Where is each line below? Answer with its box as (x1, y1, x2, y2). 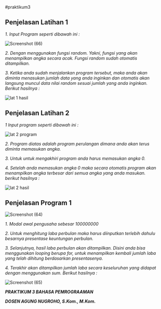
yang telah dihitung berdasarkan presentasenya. (5, 255, 103, 261)
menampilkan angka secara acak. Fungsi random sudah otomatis (5, 55, 138, 61)
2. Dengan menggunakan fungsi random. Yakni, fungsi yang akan (5, 50, 138, 56)
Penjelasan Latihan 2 (5, 109, 70, 117)
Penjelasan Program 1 (5, 199, 72, 207)
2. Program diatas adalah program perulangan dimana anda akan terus (5, 141, 150, 147)
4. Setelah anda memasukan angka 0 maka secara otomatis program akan (5, 165, 157, 171)
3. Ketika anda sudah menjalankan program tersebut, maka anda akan (5, 70, 147, 76)
